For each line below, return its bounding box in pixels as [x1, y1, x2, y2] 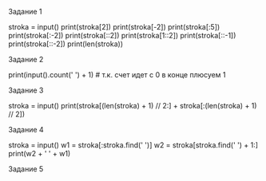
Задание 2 [8, 55, 44, 64]
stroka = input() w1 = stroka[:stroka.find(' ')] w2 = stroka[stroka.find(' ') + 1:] [8, 140, 258, 150]
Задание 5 [8, 164, 44, 174]
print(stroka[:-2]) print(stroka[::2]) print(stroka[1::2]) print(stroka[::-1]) [8, 31, 236, 40]
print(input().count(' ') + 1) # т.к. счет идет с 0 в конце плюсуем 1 [8, 70, 226, 79]
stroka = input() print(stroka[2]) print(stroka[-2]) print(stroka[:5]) [8, 22, 220, 31]
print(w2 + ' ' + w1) [8, 149, 71, 158]
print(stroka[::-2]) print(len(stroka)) [8, 39, 124, 49]
